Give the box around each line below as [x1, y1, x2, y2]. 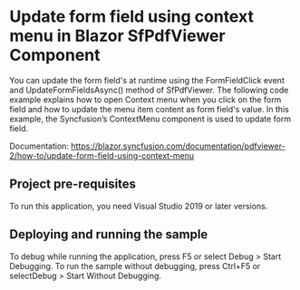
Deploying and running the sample [9, 227, 208, 242]
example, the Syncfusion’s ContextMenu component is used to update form [9, 113, 292, 124]
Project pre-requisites [9, 177, 137, 192]
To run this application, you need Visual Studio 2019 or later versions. [9, 200, 268, 211]
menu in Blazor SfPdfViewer [9, 25, 226, 46]
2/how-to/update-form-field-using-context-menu [9, 150, 195, 160]
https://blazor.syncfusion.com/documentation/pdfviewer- [71, 140, 285, 151]
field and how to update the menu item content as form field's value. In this [9, 103, 290, 114]
